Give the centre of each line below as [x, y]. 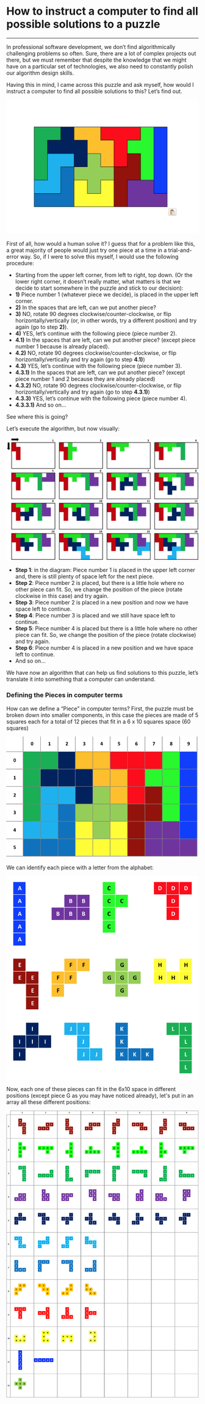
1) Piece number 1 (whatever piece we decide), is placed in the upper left [106, 294]
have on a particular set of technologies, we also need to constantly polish [100, 66]
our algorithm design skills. [40, 73]
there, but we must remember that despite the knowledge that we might [96, 60]
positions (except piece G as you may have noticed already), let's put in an [100, 1096]
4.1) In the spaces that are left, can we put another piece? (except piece [105, 340]
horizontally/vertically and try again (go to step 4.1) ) [80, 359]
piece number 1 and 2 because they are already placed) [85, 379]
